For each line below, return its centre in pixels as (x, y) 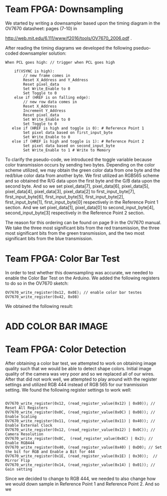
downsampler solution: (43, 53)
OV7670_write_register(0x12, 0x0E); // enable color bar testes (73, 292)
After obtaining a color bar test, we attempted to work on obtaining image (81, 363)
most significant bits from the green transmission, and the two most (75, 233)
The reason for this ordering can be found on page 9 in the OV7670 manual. (83, 222)
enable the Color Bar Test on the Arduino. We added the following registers (82, 278)
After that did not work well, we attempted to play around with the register (81, 379)
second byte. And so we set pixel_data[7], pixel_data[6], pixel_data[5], (77, 186)
